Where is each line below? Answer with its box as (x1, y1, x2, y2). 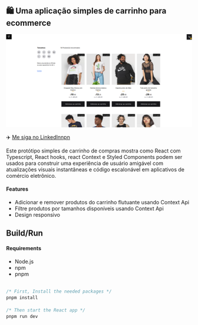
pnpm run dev (6, 313, 38, 319)
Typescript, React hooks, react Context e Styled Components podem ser (6, 153, 183, 160)
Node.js (14, 258, 34, 265)
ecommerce (6, 18, 51, 28)
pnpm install (6, 295, 38, 301)
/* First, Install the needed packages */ (6, 288, 112, 294)
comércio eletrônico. (6, 172, 57, 179)
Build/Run (6, 228, 43, 238)
